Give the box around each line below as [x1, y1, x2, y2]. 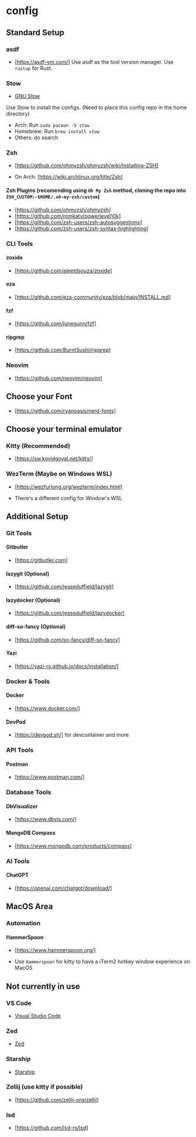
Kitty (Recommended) [6, 441, 70, 450]
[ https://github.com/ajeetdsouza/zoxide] [14, 267, 112, 274]
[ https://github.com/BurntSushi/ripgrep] [14, 346, 111, 353]
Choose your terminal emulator [6, 424, 122, 434]
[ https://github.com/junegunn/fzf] [14, 320, 97, 327]
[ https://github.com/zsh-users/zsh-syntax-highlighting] [14, 225, 149, 232]
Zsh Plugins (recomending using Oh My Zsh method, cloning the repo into [6, 187, 186, 194]
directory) [6, 110, 30, 117]
